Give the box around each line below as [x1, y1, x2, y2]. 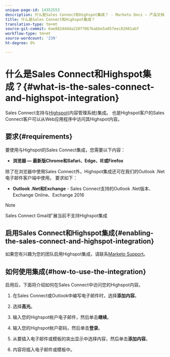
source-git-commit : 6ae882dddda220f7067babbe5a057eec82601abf [5, 26, 139, 31]
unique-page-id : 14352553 [5, 7, 60, 13]
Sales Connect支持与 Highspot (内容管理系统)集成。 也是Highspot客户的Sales [5, 110, 164, 116]
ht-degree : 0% [5, 41, 35, 46]
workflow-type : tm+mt [5, 31, 51, 36]
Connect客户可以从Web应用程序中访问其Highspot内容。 [5, 116, 122, 122]
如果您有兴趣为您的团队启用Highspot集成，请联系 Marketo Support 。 [5, 251, 148, 257]
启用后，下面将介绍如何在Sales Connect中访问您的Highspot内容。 [5, 282, 143, 288]
